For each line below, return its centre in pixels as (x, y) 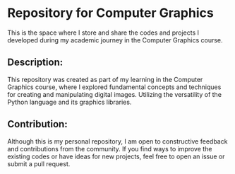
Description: (35, 63)
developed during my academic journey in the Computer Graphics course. (115, 40)
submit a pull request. (39, 163)
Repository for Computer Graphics (110, 13)
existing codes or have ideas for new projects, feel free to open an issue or (116, 156)
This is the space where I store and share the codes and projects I (103, 33)
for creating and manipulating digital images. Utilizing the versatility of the (115, 94)
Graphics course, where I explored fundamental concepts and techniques (114, 87)
